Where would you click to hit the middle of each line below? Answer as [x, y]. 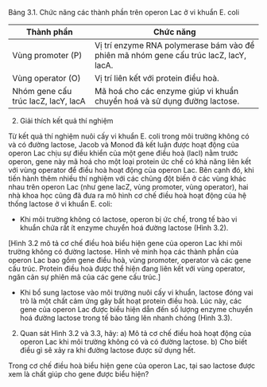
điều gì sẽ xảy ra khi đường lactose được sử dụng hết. [108, 350]
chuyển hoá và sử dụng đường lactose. [167, 101]
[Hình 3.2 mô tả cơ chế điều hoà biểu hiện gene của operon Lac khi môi [125, 243]
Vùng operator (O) [46, 78]
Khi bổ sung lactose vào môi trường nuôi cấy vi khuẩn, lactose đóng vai [136, 292]
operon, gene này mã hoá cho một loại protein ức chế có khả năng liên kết [130, 162]
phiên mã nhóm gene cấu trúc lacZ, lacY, [170, 55]
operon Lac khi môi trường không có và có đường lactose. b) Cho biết [133, 342]
